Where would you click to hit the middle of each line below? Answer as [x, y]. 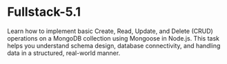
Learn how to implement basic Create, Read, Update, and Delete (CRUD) [110, 31]
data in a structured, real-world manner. [64, 53]
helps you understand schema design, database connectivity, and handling [114, 45]
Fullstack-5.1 [44, 12]
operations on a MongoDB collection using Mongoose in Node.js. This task [113, 38]
